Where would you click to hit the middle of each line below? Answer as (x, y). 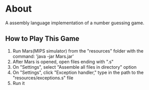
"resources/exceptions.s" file (43, 78)
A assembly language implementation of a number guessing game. (75, 23)
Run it (19, 83)
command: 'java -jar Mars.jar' (43, 56)
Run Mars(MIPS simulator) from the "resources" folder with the (78, 51)
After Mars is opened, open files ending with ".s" (63, 62)
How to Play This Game (42, 39)
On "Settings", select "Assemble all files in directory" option (74, 67)
